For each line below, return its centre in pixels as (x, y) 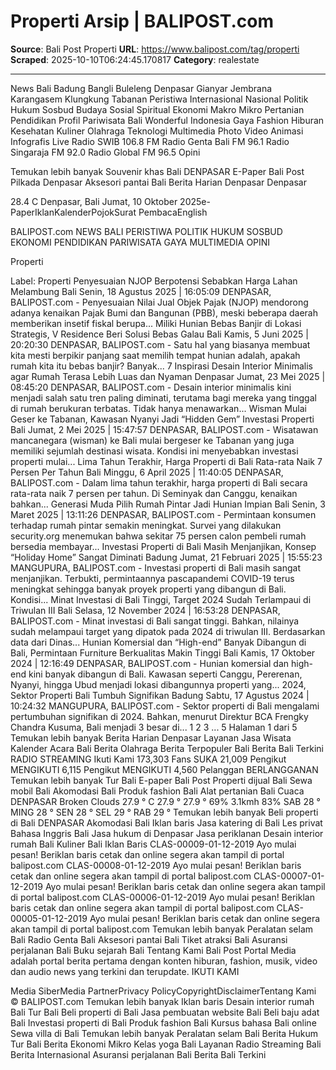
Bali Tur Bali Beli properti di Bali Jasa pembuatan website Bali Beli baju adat (165, 1012)
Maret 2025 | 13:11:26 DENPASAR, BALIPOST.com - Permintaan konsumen (163, 514)
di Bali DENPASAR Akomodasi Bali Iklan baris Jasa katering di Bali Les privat (166, 822)
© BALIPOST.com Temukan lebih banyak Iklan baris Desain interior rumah (162, 1001)
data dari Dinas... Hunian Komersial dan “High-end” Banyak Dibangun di (158, 642)
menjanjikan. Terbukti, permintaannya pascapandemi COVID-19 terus (152, 578)
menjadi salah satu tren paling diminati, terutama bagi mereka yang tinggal (163, 397)
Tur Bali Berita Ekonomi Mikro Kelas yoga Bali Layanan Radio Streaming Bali (166, 1044)
